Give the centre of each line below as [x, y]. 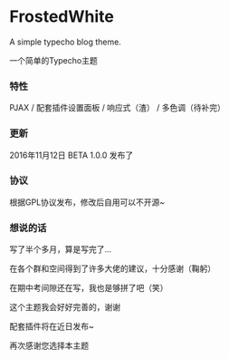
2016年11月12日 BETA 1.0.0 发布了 [72, 155]
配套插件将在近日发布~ [52, 326]
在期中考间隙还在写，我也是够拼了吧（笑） [89, 288]
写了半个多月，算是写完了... [61, 249]
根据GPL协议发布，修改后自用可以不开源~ [87, 202]
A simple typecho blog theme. [66, 42]
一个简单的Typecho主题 [53, 60]
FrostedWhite [62, 17]
